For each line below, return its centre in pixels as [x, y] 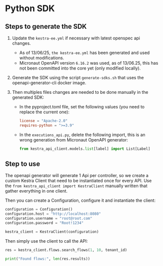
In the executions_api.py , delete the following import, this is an [82, 135]
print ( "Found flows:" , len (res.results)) [48, 259]
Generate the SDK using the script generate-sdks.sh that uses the [78, 78]
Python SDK [30, 9]
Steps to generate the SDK [46, 27]
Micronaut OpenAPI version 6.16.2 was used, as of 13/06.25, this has [89, 63]
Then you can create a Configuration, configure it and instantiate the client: [80, 200]
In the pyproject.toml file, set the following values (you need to [82, 107]
